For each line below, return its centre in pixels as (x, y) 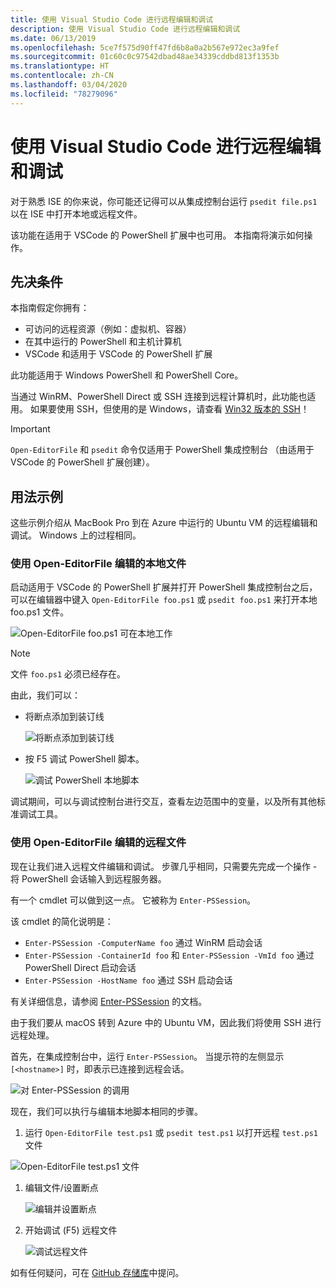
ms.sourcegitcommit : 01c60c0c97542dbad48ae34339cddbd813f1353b (145, 57)
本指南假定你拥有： (50, 308)
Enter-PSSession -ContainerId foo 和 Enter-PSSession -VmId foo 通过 (169, 955)
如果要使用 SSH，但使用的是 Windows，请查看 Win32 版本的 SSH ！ (169, 409)
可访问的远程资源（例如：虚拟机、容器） (108, 329)
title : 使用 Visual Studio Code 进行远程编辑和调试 (112, 19)
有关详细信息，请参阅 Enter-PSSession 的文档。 (109, 1001)
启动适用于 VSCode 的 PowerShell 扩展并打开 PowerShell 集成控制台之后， (164, 587)
